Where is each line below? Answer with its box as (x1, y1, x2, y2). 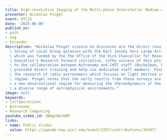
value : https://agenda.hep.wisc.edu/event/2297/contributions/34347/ (9, 127, 157, 132)
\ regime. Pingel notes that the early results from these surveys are (9, 76, 162, 81)
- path (5, 30, 19, 35)
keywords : (5, 95, 26, 100)
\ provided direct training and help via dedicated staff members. (9, 68, 153, 72)
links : (5, 118, 19, 123)
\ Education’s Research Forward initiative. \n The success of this (9, 58, 153, 63)
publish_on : (5, 26, 30, 31)
